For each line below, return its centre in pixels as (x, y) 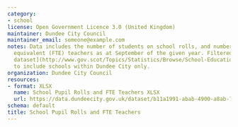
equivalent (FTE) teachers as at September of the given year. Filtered (123, 54)
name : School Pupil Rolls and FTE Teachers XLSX (87, 92)
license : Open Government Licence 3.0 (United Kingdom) (91, 27)
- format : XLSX (30, 86)
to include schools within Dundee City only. (82, 66)
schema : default (31, 106)
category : (22, 14)
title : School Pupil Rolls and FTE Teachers (74, 112)
